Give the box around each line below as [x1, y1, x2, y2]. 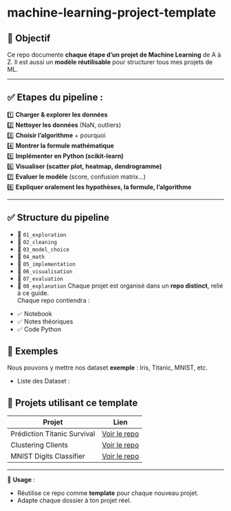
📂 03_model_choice [16, 245, 70, 253]
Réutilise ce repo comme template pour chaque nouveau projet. [16, 489, 199, 497]
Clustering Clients [10, 440, 69, 450]
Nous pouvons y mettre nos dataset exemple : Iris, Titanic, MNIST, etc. [7, 363, 208, 372]
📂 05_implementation [16, 259, 76, 268]
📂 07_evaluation [16, 274, 63, 282]
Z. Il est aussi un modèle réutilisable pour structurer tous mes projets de [7, 58, 213, 66]
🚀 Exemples [7, 345, 58, 357]
